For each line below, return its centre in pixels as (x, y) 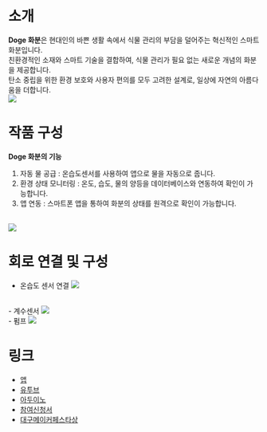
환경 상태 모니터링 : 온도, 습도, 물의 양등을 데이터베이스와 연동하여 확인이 (132, 183)
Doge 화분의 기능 (35, 156)
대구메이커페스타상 (49, 419)
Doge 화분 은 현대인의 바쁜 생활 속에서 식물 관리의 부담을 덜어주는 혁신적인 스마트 (134, 40)
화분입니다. (26, 49)
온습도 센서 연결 (44, 285)
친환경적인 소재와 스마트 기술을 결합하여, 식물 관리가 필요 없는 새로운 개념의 (125, 60)
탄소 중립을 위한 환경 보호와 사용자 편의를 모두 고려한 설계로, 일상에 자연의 (123, 80)
